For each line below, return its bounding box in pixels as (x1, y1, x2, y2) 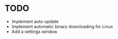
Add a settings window (11, 29, 58, 34)
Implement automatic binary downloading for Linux (11, 23, 113, 29)
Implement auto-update (11, 19, 59, 24)
